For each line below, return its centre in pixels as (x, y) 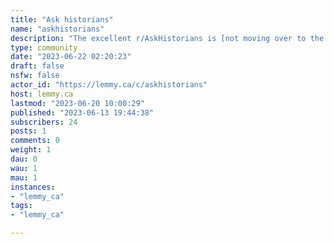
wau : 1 (24, 168)
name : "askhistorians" (57, 29)
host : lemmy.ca (42, 94)
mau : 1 (24, 177)
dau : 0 (24, 159)
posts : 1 (28, 131)
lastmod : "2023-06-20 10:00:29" (77, 103)
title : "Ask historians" (62, 19)
